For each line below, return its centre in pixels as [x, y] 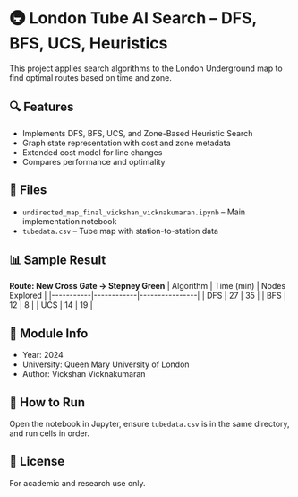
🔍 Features [42, 107]
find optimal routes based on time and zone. [90, 77]
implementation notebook [69, 221]
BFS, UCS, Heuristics [89, 44]
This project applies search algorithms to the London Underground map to [146, 68]
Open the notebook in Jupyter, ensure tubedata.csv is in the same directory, [149, 424]
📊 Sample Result [58, 260]
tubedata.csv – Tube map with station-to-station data [120, 231]
